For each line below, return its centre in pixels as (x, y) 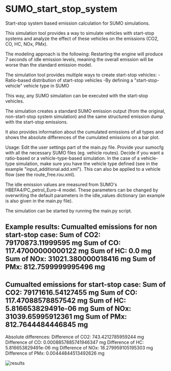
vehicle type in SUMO (46, 86)
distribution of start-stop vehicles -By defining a (83, 80)
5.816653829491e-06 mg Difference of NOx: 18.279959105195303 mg (79, 348)
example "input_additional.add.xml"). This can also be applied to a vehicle (83, 169)
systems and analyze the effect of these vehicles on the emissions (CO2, (82, 38)
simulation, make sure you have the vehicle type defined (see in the (87, 163)
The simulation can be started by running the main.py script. (69, 210)
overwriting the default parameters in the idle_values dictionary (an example (85, 195)
